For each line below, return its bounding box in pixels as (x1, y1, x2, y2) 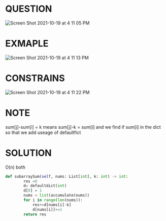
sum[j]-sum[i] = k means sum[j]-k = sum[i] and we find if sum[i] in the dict (5, 124, 161, 130)
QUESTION (5, 3, 52, 15)
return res (23, 212, 47, 217)
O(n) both (5, 164, 25, 170)
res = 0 (23, 179, 38, 184)
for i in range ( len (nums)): (23, 198, 83, 203)
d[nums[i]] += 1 (32, 207, 62, 212)
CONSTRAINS (5, 72, 65, 84)
